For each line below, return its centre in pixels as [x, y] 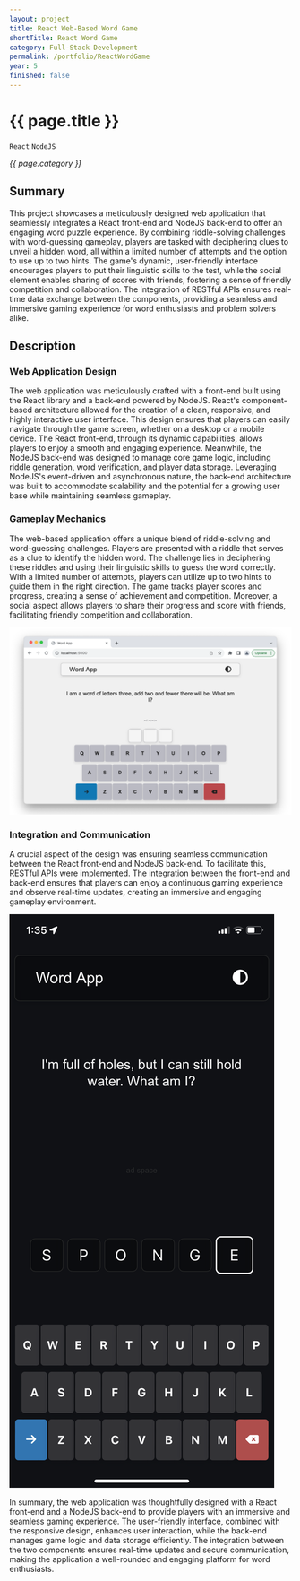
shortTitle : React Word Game [64, 38]
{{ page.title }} [64, 121]
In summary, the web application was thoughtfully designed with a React [143, 1502]
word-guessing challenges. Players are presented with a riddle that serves [146, 548]
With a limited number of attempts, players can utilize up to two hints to [141, 576]
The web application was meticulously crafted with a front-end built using [145, 391]
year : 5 [24, 66]
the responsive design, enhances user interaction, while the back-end [138, 1531]
